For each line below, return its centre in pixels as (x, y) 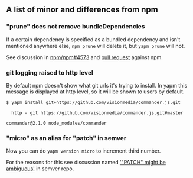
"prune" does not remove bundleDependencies (76, 27)
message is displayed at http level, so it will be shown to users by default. (95, 92)
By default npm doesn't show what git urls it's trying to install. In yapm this (97, 85)
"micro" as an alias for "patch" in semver (66, 138)
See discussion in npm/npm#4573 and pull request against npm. (85, 57)
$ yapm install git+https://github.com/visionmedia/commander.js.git (94, 102)
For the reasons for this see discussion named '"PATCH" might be (86, 163)
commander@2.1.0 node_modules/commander (57, 123)
